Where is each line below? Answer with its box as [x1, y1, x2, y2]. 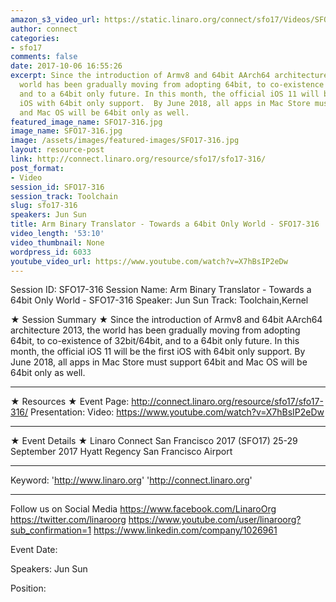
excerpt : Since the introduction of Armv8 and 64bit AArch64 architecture [10, 71, 329, 81]
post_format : [10, 163, 65, 173]
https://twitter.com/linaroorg [10, 514, 127, 526]
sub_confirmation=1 [10, 524, 92, 536]
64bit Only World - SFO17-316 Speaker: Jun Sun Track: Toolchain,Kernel [10, 294, 309, 306]
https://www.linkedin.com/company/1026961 [93, 524, 278, 536]
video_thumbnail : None [10, 237, 105, 248]
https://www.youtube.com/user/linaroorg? [128, 514, 302, 526]
